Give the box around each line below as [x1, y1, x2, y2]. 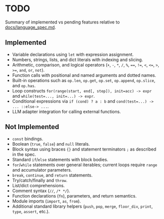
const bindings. [12, 135, 44, 142]
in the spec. [12, 151, 36, 157]
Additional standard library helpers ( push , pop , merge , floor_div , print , [12, 203, 153, 209]
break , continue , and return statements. [12, 172, 93, 178]
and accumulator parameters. [12, 167, 72, 173]
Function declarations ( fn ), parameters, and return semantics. [12, 193, 137, 198]
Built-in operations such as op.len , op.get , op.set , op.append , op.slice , [12, 77, 156, 83]
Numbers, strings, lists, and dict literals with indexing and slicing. [12, 57, 143, 63]
